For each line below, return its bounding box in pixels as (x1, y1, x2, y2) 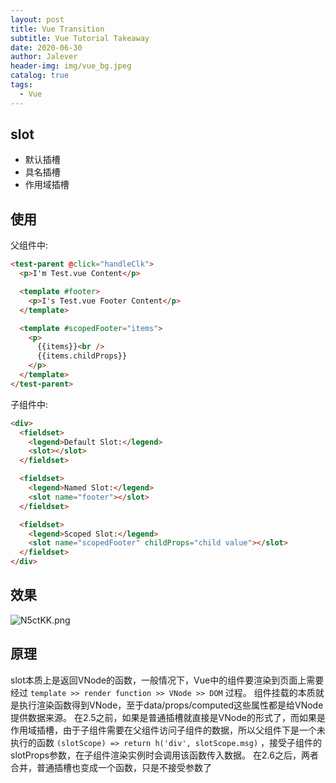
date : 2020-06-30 (10, 42, 83, 53)
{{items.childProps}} (36, 351, 128, 361)
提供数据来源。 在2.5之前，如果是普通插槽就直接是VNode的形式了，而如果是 (10, 711, 326, 723)
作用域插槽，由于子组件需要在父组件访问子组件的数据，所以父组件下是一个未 (10, 724, 326, 736)
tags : (10, 80, 33, 90)
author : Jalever (10, 52, 78, 62)
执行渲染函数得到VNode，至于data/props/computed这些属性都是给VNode (18, 699, 324, 711)
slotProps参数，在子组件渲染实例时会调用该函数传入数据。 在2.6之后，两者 (10, 749, 319, 761)
